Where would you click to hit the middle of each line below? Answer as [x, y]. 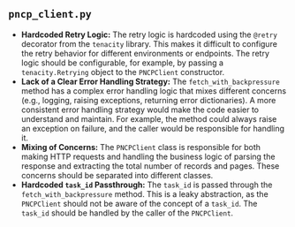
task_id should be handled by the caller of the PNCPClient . [127, 213]
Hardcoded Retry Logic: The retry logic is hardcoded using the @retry [149, 34]
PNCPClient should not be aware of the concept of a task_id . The [139, 203]
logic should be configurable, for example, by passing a [122, 63]
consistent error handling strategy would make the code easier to [140, 110]
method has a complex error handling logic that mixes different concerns [154, 91]
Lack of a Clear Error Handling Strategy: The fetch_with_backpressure [150, 81]
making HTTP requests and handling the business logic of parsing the [148, 156]
